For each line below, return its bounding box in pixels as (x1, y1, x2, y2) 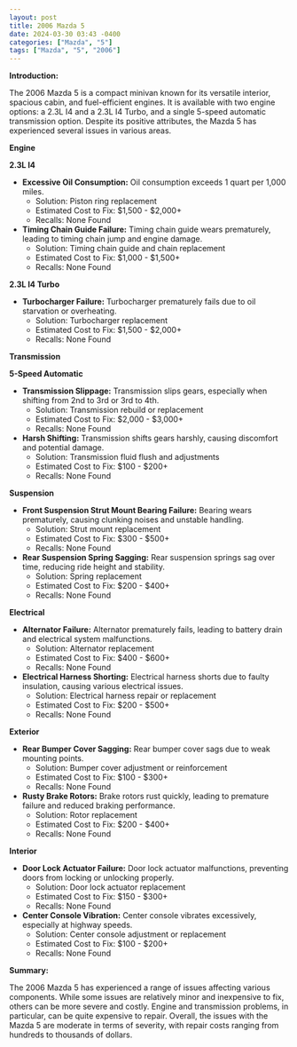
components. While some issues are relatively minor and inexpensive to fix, (9, 992, 285, 1003)
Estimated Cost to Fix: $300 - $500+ (35, 534, 170, 544)
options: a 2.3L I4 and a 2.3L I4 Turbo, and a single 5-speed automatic (9, 107, 266, 117)
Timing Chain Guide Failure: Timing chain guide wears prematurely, (21, 224, 271, 235)
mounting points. (21, 753, 84, 764)
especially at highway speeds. (21, 920, 133, 931)
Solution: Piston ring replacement (35, 196, 158, 207)
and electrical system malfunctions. (21, 634, 152, 645)
